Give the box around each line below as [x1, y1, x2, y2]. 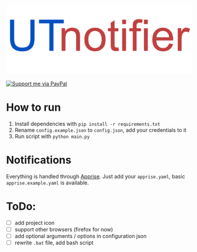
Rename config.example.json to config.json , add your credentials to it [14, 126, 187, 134]
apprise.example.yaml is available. [6, 179, 89, 186]
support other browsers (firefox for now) [14, 226, 113, 233]
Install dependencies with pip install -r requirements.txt [14, 120, 160, 127]
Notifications [6, 154, 72, 167]
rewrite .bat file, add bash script [14, 239, 94, 246]
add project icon [14, 219, 55, 226]
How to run [6, 101, 61, 114]
